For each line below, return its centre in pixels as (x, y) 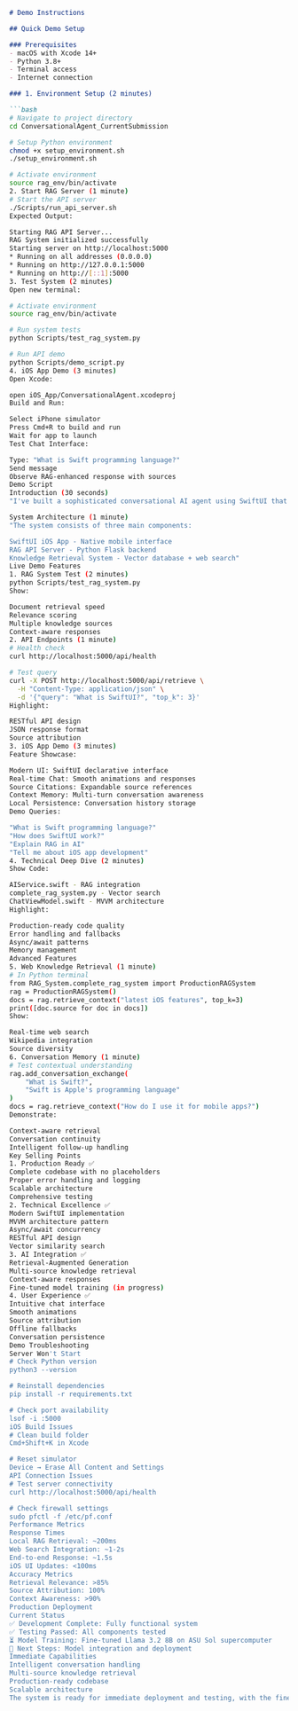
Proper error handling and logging (75, 1181)
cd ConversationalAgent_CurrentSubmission (89, 126)
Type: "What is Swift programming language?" (94, 460)
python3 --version (43, 1370)
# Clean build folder (49, 1435)
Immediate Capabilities (53, 1657)
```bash (24, 110)
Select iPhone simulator (55, 420)
